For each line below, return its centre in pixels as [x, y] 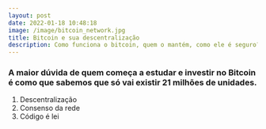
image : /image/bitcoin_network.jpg [67, 30]
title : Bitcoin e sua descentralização [74, 38]
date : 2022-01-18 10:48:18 [53, 23]
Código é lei [39, 116]
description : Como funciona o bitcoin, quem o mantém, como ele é [120, 45]
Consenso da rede [50, 108]
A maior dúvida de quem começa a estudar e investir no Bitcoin [132, 73]
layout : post [30, 15]
